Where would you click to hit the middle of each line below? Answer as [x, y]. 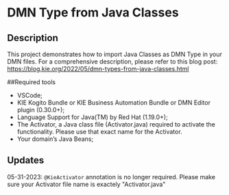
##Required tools [32, 82]
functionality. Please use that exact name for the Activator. [100, 132]
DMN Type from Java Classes [93, 13]
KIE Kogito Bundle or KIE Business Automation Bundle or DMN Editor [114, 103]
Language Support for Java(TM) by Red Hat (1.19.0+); [92, 117]
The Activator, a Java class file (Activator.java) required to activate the [116, 124]
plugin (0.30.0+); [41, 110]
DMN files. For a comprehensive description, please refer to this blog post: [112, 62]
